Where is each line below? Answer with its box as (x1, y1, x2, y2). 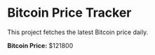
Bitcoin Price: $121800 (7, 41, 74, 49)
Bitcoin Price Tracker (7, 5, 132, 21)
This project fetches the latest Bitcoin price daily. (7, 28, 149, 36)
